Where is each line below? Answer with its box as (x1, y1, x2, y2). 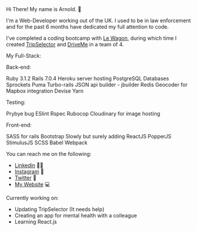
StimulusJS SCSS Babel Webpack (6, 139, 88, 146)
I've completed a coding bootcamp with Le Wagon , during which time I (6, 35, 177, 42)
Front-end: (6, 121, 32, 128)
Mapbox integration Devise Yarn (6, 87, 84, 94)
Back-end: (6, 64, 31, 70)
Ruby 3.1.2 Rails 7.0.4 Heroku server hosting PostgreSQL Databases (6, 75, 169, 81)
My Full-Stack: (6, 52, 42, 59)
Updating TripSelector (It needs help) (14, 206, 104, 213)
